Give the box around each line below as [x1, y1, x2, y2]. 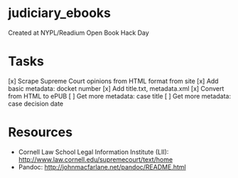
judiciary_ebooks [8, 5, 111, 21]
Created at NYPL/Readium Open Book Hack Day [8, 28, 150, 37]
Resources [8, 124, 73, 140]
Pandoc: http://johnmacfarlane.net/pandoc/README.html [18, 162, 187, 171]
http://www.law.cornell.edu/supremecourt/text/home [18, 155, 173, 164]
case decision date [8, 99, 64, 108]
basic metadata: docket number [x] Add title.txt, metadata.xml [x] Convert [8, 84, 225, 93]
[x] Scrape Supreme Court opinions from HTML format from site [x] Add [8, 77, 219, 85]
